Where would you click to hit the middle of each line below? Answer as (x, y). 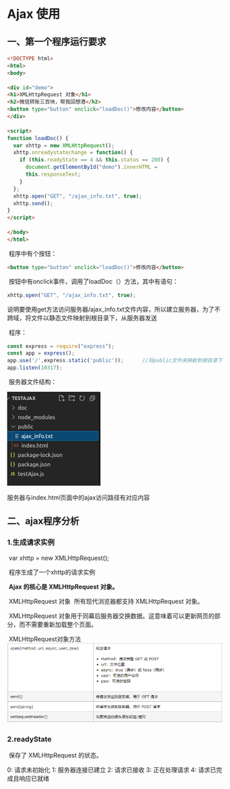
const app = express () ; (41, 353)
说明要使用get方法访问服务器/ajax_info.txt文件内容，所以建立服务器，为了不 (114, 309)
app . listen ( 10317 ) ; (35, 368)
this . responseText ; (53, 174)
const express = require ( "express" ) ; (61, 346)
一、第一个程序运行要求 (56, 42)
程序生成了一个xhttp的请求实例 (52, 572)
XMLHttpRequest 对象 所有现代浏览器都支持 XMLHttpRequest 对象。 (106, 601)
